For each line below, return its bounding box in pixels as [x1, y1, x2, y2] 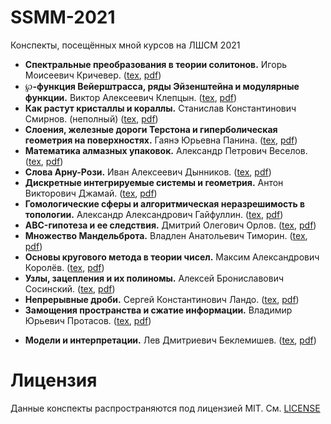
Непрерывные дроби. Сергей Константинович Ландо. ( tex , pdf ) [24, 293, 300, 305]
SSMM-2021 [10, 6, 116, 29]
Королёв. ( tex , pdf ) [24, 261, 105, 273]
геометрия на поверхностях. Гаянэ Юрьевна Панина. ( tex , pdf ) [24, 134, 298, 146]
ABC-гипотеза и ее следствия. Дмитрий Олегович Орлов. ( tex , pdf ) [24, 219, 317, 231]
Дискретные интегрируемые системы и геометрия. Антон [24, 176, 284, 188]
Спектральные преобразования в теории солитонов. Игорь [24, 58, 288, 70]
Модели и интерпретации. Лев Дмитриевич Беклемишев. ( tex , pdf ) [24, 334, 317, 346]
